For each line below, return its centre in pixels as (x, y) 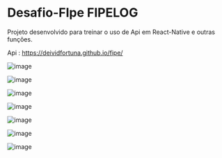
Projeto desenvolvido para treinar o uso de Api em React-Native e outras (111, 32)
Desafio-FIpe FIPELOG (73, 13)
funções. (20, 39)
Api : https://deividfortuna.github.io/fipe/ (65, 53)
